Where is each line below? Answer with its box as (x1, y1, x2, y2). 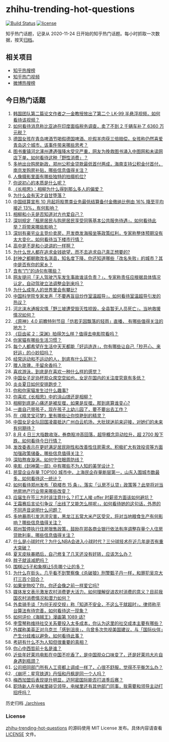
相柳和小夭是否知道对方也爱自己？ (13, 211, 84, 217)
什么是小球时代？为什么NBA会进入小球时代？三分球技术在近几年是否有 (13, 538, 159, 544)
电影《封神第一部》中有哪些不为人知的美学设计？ (13, 463, 115, 469)
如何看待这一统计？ (22, 475, 62, 481)
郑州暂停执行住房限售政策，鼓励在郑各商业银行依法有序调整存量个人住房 (13, 526, 163, 532)
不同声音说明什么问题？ (13, 507, 62, 513)
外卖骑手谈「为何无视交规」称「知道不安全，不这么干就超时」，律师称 (13, 601, 156, 607)
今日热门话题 (6, 96, 46, 105)
